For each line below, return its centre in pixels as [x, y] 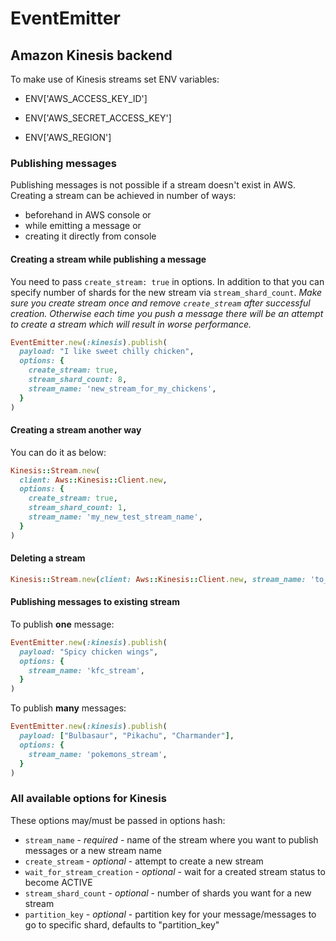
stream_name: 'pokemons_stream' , [98, 754]
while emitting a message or [83, 226]
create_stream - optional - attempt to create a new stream [144, 861]
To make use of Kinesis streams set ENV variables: [115, 79]
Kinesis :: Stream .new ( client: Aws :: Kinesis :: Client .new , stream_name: [158, 579]
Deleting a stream [48, 558]
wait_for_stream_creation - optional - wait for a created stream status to [175, 871]
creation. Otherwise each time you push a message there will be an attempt [167, 313]
